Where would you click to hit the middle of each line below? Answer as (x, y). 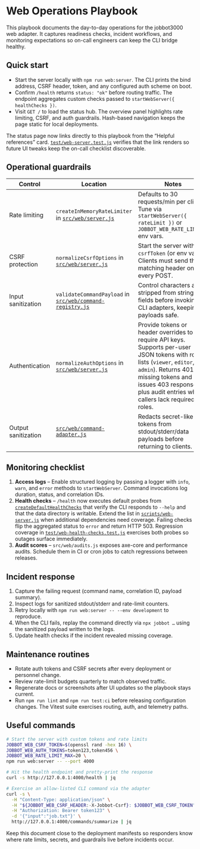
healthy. (16, 47)
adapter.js (71, 434)
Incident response (41, 576)
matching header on (166, 268)
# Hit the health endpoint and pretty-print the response (79, 772)
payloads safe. (158, 315)
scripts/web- (157, 514)
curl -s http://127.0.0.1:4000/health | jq (61, 778)
